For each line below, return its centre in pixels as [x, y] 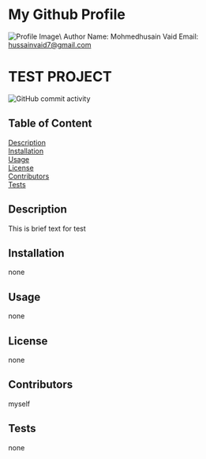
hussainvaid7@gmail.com [50, 44]
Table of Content [50, 124]
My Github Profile [67, 15]
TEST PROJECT [60, 77]
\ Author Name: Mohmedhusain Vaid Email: [129, 36]
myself [19, 404]
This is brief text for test [47, 228]
